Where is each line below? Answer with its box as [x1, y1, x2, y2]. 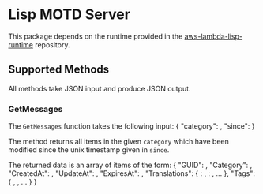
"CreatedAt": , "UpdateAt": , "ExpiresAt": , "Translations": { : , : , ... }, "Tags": [8, 169, 255, 178]
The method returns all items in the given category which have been [8, 136, 229, 147]
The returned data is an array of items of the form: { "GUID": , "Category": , [8, 160, 253, 170]
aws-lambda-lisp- [184, 32, 243, 41]
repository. [35, 39, 70, 49]
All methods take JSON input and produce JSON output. [8, 84, 191, 93]
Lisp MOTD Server [8, 6, 130, 24]
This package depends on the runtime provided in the [8, 32, 183, 41]
